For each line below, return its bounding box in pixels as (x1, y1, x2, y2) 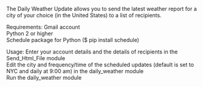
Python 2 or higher (6, 30, 53, 37)
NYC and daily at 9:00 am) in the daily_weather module (6, 68, 144, 75)
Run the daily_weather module (6, 74, 82, 81)
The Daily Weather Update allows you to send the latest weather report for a (6, 5, 198, 12)
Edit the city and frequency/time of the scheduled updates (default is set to (6, 61, 194, 68)
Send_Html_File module (6, 55, 66, 61)
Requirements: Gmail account (6, 24, 80, 30)
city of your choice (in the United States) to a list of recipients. (6, 12, 162, 19)
